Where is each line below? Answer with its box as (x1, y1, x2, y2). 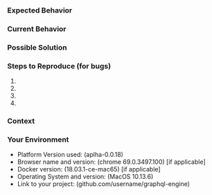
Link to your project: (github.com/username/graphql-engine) (17, 180, 191, 188)
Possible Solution (7, 42, 67, 52)
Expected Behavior (7, 6, 73, 15)
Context (7, 116, 35, 126)
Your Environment (7, 134, 69, 144)
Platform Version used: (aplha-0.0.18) (17, 151, 123, 159)
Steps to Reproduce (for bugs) (7, 61, 112, 71)
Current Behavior (7, 24, 67, 33)
